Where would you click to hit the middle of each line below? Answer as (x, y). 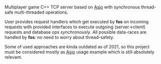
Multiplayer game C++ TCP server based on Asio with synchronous (72, 7)
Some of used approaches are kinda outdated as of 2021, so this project (77, 47)
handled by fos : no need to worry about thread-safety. (59, 37)
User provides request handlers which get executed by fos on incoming (77, 22)
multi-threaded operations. (41, 12)
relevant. (13, 57)
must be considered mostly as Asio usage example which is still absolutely (80, 52)
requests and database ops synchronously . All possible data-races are (76, 32)
